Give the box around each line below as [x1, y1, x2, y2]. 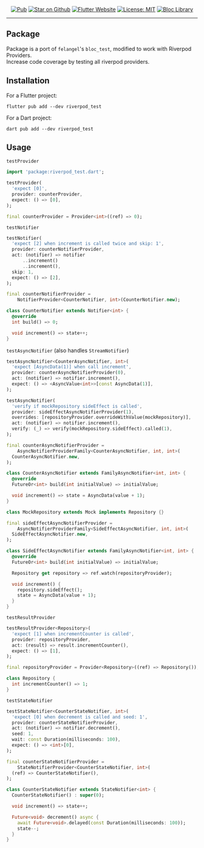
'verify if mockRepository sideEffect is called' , [12, 403, 143, 409]
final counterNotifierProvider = [6, 291, 91, 297]
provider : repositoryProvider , [12, 636, 91, 643]
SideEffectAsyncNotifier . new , [12, 531, 88, 537]
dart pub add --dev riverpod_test [6, 126, 94, 132]
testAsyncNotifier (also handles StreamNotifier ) [6, 347, 129, 354]
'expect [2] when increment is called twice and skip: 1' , [12, 240, 165, 247]
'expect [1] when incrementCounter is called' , [12, 631, 135, 637]
